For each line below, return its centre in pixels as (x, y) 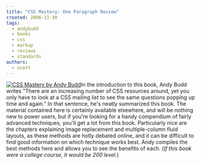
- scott (21, 68)
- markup (22, 46)
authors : (17, 62)
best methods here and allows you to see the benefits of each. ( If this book (99, 148)
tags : (13, 23)
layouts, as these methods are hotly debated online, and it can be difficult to (100, 136)
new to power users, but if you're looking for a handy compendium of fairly (99, 117)
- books (21, 34)
